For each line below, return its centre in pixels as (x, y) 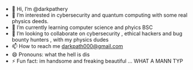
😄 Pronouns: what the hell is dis (50, 54)
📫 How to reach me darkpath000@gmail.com (67, 46)
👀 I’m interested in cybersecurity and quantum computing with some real (99, 15)
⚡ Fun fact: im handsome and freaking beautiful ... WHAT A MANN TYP (97, 61)
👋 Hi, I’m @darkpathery (40, 9)
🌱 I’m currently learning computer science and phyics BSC (82, 27)
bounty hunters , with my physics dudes (60, 40)
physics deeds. (30, 21)
